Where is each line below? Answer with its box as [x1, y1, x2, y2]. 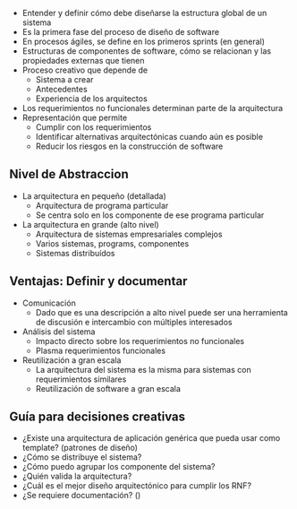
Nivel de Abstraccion [9, 167, 129, 182]
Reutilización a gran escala [21, 354, 122, 366]
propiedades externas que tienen [21, 56, 145, 65]
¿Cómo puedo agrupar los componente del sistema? [21, 462, 216, 472]
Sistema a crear [35, 74, 94, 84]
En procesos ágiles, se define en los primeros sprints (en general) [21, 36, 266, 47]
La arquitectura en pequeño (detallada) [21, 190, 167, 201]
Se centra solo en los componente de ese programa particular [35, 210, 265, 220]
